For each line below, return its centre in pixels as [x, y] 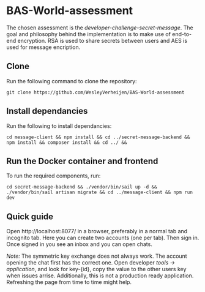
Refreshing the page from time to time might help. [69, 282]
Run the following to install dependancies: [59, 125]
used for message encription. [43, 47]
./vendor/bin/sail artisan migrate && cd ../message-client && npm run [99, 193]
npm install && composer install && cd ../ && [67, 142]
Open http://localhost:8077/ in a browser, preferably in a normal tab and [97, 231]
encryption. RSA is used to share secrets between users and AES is [102, 40]
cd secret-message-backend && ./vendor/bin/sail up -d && [82, 187]
